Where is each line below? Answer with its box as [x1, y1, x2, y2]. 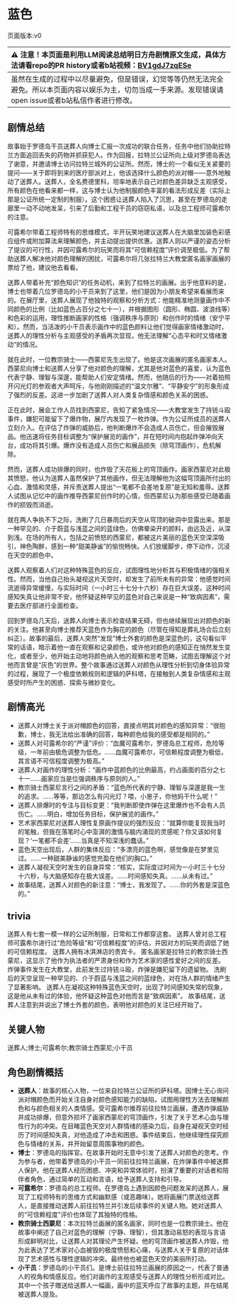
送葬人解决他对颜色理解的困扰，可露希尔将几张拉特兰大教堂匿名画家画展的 [13, 254, 231, 263]
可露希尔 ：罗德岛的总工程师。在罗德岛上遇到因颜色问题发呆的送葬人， [17, 1184, 223, 1192]
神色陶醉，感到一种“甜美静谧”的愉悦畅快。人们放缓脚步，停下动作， [19, 542, 218, 550]
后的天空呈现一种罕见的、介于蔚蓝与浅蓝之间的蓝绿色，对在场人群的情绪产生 [7, 974, 231, 983]
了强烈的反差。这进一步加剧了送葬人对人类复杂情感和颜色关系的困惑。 [7, 390, 212, 399]
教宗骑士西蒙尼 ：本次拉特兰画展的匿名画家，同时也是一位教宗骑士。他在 [17, 1219, 229, 1227]
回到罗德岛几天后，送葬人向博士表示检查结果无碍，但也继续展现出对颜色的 [7, 616, 225, 625]
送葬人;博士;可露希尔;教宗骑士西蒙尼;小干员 [7, 1044, 133, 1052]
